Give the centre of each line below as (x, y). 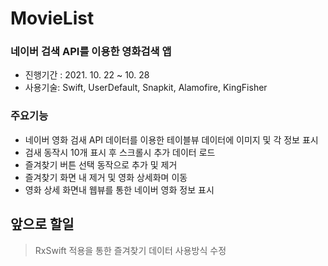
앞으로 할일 (42, 224)
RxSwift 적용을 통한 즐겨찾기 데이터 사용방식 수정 (130, 250)
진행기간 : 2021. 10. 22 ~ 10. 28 (87, 75)
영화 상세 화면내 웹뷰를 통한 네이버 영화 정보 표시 (119, 189)
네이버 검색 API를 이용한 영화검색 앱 (91, 52)
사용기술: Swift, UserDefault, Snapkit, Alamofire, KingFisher (146, 88)
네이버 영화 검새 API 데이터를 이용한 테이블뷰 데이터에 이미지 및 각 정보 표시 (171, 139)
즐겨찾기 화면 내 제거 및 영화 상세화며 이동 (106, 177)
